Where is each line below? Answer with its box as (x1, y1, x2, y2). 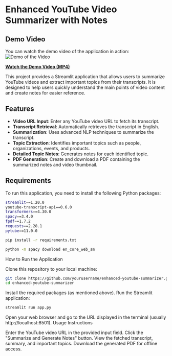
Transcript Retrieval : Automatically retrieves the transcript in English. (12, 124, 160, 130)
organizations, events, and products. (12, 145, 91, 151)
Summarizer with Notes (5, 14, 108, 26)
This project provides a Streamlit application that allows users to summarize (5, 74, 165, 80)
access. (5, 346, 22, 352)
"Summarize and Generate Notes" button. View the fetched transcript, (5, 335, 153, 341)
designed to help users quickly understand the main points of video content (5, 84, 165, 90)
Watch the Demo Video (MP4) (5, 64, 70, 69)
